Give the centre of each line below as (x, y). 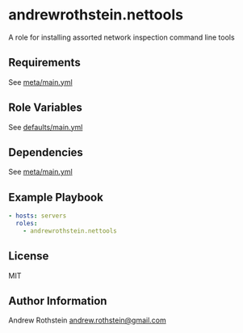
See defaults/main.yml (46, 127)
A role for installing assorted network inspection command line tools (122, 37)
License (29, 256)
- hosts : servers (38, 216)
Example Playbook (56, 197)
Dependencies (46, 152)
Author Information (58, 301)
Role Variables (45, 108)
